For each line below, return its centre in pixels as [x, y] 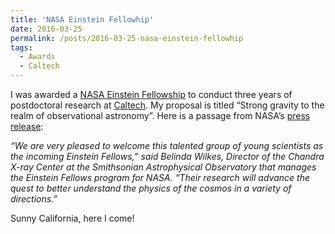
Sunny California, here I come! [72, 218]
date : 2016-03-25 [46, 29]
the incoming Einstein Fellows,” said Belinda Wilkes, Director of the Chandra [167, 156]
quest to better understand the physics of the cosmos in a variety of [151, 188]
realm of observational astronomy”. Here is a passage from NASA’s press [160, 115]
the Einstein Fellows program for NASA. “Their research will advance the [160, 177]
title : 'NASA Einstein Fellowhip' [82, 19]
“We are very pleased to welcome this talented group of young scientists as [167, 145]
